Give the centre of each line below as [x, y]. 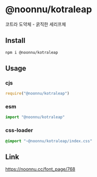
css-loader [19, 130]
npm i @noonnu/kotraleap [32, 52]
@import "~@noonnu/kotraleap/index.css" [49, 141]
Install [15, 41]
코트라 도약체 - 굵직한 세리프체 [36, 24]
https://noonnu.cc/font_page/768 [40, 169]
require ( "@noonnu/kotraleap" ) [38, 94]
